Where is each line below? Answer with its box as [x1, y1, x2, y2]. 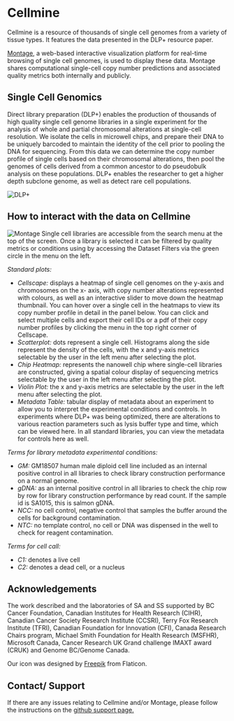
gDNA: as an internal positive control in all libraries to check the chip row [17, 483, 227, 492]
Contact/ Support [7, 680, 85, 692]
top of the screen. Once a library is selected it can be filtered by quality [7, 236, 212, 245]
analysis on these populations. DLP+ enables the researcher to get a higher [7, 169, 224, 177]
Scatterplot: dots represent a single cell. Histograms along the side [17, 337, 210, 347]
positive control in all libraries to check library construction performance [17, 469, 226, 477]
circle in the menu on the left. [7, 252, 92, 260]
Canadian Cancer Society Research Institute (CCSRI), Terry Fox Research [7, 616, 219, 625]
